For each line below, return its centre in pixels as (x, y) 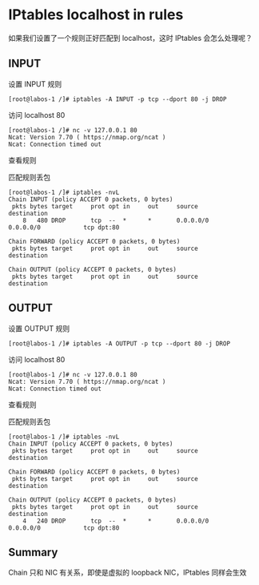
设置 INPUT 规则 (35, 84)
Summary (33, 552)
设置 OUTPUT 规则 (39, 328)
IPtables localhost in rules (96, 15)
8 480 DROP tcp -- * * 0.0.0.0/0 (116, 220)
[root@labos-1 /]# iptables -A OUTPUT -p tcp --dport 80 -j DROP (119, 343)
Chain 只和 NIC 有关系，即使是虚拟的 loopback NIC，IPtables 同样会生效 (128, 573)
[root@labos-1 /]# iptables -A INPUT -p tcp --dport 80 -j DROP (118, 99)
